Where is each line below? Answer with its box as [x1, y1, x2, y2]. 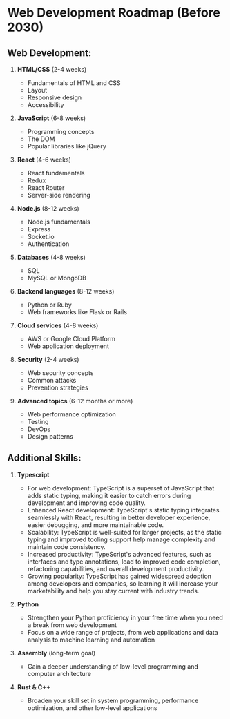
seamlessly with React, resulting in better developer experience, [27, 513, 211, 521]
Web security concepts [27, 369, 94, 377]
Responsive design [27, 93, 82, 102]
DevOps [27, 425, 51, 433]
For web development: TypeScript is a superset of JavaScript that [27, 483, 215, 492]
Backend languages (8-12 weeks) [17, 287, 115, 295]
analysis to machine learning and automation [27, 635, 155, 644]
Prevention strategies [27, 383, 88, 392]
